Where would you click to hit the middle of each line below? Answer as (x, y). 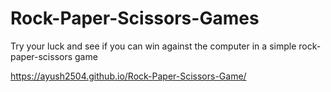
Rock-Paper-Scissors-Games (135, 18)
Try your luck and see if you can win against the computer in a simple (153, 46)
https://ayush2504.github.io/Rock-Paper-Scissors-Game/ (128, 76)
